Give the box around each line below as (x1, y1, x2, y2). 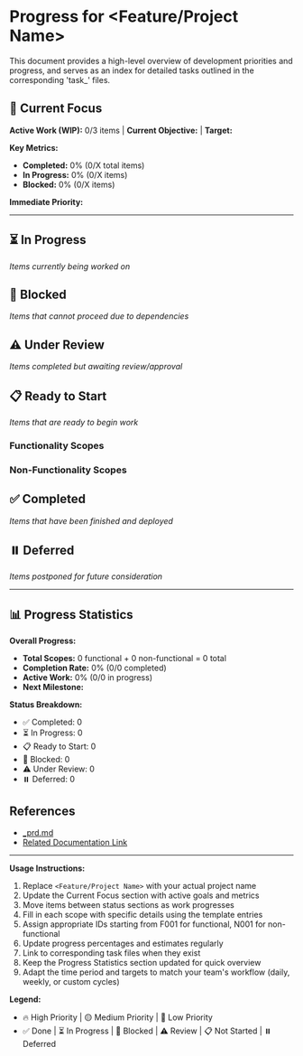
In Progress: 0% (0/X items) (22, 169, 128, 180)
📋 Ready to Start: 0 (22, 741, 96, 752)
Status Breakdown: (9, 699, 83, 710)
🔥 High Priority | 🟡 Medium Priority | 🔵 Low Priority (22, 1012, 214, 1023)
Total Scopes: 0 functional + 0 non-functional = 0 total (22, 653, 227, 664)
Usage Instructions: (9, 863, 86, 874)
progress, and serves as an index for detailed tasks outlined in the (9, 65, 254, 76)
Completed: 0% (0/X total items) (22, 160, 145, 171)
